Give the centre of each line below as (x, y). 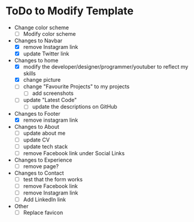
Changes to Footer (37, 113)
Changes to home (36, 60)
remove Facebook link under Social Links (74, 153)
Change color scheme (42, 27)
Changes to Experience (43, 160)
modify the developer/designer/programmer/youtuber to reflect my (106, 67)
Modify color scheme (49, 33)
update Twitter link (46, 54)
